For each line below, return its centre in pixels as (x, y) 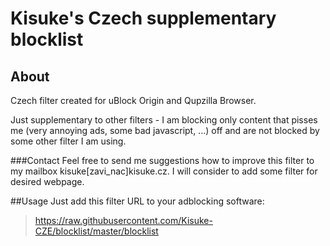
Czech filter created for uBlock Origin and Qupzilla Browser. (133, 100)
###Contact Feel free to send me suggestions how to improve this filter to (162, 160)
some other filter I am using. (68, 141)
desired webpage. (47, 181)
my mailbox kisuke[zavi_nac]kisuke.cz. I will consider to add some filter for (164, 171)
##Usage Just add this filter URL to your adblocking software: (137, 201)
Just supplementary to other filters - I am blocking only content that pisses (164, 120)
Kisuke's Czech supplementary (143, 18)
